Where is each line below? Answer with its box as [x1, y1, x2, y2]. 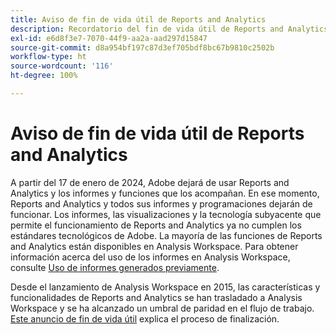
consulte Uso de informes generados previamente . [10, 261, 220, 273]
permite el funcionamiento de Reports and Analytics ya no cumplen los [10, 219, 302, 231]
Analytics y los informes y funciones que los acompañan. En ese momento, [10, 187, 320, 199]
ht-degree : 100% [10, 71, 78, 81]
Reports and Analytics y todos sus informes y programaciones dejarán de [10, 197, 313, 210]
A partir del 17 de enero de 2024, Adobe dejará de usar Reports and [10, 176, 290, 188]
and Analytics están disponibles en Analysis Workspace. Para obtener [10, 240, 299, 252]
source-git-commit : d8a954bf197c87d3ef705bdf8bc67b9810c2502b [10, 42, 275, 53]
